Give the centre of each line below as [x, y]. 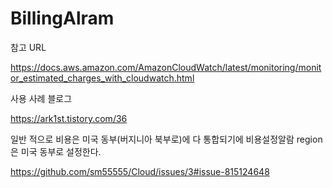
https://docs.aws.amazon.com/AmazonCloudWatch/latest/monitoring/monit [166, 67]
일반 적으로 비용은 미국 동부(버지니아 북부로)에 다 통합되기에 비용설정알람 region [166, 139]
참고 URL [28, 47]
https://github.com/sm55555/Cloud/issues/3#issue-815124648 [140, 171]
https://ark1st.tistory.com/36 [69, 118]
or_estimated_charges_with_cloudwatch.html [102, 78]
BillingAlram [62, 18]
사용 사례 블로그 [41, 98]
